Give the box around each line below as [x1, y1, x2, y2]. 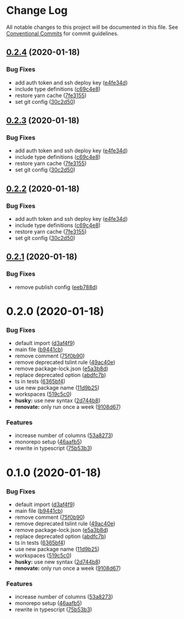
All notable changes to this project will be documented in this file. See [6, 23, 179, 31]
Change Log [6, 4, 68, 17]
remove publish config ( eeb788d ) [14, 283, 98, 291]
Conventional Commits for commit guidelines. [6, 29, 119, 37]
